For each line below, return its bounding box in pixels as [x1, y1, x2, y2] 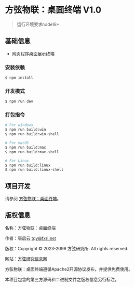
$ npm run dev [5, 99, 34, 104]
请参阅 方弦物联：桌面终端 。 [5, 196, 61, 202]
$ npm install [5, 76, 34, 80]
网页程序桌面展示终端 [12, 50, 54, 56]
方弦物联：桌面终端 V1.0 [5, 4, 102, 16]
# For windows [5, 123, 34, 128]
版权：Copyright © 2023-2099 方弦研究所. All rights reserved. [5, 245, 129, 251]
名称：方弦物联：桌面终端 [5, 225, 56, 231]
